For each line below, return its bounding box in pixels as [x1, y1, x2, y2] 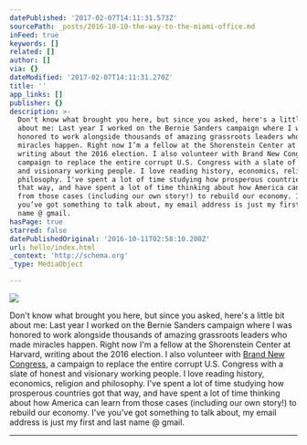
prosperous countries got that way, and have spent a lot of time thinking [9, 387, 281, 398]
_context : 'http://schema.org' [9, 251, 129, 260]
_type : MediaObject [9, 260, 84, 270]
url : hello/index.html [9, 243, 96, 252]
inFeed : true [9, 30, 59, 39]
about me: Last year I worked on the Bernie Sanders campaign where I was [9, 320, 292, 330]
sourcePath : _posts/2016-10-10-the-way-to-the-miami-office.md [9, 22, 256, 31]
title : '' [9, 81, 48, 90]
